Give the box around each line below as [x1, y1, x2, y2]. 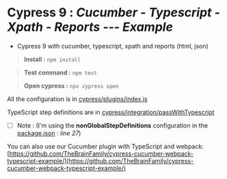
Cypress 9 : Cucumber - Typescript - [7, 5, 221, 20]
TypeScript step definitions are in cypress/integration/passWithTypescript [7, 108, 215, 116]
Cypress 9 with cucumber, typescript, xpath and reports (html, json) [16, 42, 209, 50]
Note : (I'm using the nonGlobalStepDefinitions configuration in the [16, 121, 209, 129]
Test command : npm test [23, 68, 97, 77]
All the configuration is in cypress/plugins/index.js [7, 94, 148, 103]
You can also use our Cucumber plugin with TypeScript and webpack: [7, 142, 204, 150]
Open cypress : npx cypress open [23, 81, 119, 89]
